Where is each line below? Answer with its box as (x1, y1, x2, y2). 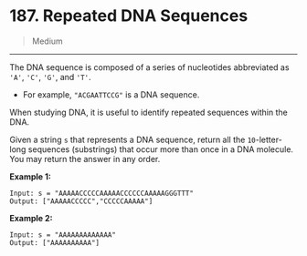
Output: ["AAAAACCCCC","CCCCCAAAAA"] (9, 197, 153, 206)
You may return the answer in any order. (9, 153, 161, 164)
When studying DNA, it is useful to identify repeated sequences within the (9, 107, 288, 118)
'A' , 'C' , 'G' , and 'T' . (9, 71, 91, 82)
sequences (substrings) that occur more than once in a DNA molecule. (27, 143, 294, 155)
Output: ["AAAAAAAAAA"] (9, 238, 101, 247)
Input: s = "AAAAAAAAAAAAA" (9, 230, 117, 240)
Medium (31, 36, 64, 46)
